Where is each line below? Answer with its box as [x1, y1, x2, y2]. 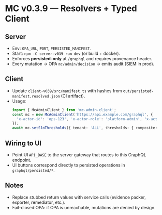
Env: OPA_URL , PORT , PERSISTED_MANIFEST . [12, 46, 91, 51]
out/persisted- [123, 88, 154, 94]
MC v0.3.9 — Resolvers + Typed [5, 3, 137, 14]
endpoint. [12, 157, 31, 163]
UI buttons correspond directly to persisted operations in [12, 162, 125, 168]
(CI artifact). [61, 93, 86, 99]
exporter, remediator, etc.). [12, 199, 66, 205]
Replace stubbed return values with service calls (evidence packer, [12, 194, 146, 200]
